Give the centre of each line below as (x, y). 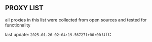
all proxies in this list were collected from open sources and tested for (76, 20)
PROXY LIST (24, 8)
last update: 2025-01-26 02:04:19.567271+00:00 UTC (58, 34)
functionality (18, 25)
